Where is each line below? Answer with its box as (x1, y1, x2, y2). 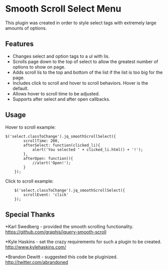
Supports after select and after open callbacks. (12, 96, 110, 102)
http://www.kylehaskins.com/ (5, 244, 67, 250)
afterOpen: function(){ (23, 156, 73, 161)
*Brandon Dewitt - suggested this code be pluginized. (5, 254, 118, 260)
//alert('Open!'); (32, 160, 71, 166)
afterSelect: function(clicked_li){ (23, 142, 100, 148)
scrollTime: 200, (23, 138, 60, 143)
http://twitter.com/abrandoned (5, 259, 68, 265)
